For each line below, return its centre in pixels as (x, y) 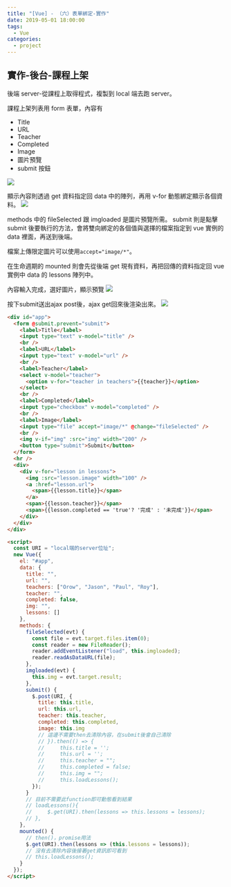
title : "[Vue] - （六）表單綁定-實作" (58, 13)
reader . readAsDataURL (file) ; (74, 658)
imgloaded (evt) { (50, 671)
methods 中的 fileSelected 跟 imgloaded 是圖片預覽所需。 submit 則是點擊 (113, 219)
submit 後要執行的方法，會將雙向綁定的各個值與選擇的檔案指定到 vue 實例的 (115, 228)
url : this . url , (59, 709)
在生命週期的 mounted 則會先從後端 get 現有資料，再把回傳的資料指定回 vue (116, 266)
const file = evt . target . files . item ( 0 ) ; (91, 638)
